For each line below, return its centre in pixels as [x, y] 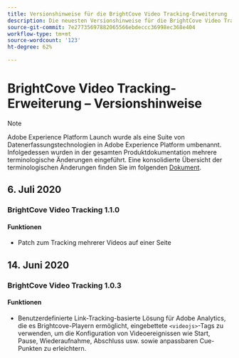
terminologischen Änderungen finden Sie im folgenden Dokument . [104, 167]
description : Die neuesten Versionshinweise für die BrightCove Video [114, 21]
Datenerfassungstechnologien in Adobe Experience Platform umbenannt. [115, 144]
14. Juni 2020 [38, 265]
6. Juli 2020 [34, 190]
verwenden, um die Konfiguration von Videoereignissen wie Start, [114, 333]
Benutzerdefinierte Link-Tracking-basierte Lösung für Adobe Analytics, [122, 318]
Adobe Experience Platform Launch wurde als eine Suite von [96, 137]
